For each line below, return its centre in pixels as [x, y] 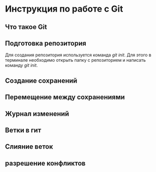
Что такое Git [26, 27]
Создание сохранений [41, 80]
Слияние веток [29, 147]
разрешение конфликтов [45, 163]
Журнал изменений [37, 113]
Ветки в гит [23, 130]
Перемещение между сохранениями [65, 97]
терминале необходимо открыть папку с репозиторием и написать [76, 60]
